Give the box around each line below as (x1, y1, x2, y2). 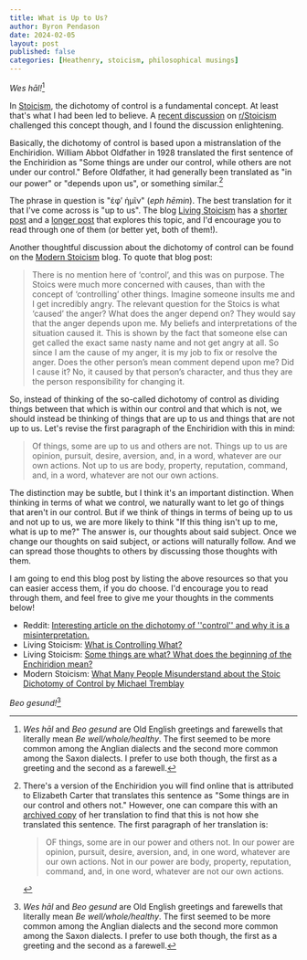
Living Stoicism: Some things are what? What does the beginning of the (22, 649, 292, 660)
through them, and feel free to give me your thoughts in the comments (9, 593, 274, 604)
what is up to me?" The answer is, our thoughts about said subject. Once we (9, 526, 297, 537)
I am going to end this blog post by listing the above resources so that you (9, 573, 289, 585)
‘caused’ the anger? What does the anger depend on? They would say (31, 308, 296, 320)
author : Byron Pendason (9, 22, 101, 31)
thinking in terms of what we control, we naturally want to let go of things (9, 497, 285, 508)
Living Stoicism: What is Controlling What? (22, 639, 183, 650)
